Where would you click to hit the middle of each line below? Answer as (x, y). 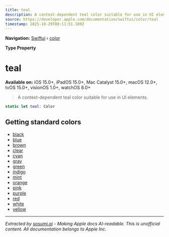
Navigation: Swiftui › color (33, 38)
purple (19, 193)
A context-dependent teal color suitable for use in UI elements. (83, 97)
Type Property (21, 48)
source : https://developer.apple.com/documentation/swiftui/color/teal (82, 19)
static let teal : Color (30, 107)
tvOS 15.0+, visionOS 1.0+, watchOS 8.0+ (48, 88)
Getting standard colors (43, 122)
